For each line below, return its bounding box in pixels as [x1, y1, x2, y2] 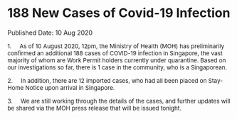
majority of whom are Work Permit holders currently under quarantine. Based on [7, 56, 226, 64]
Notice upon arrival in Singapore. [25, 84, 115, 91]
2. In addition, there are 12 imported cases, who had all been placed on [7, 76, 207, 84]
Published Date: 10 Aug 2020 [7, 28, 93, 37]
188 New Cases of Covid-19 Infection [7, 5, 231, 21]
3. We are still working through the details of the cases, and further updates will [7, 97, 231, 105]
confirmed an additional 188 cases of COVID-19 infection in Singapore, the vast [7, 49, 223, 57]
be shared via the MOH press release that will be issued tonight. [7, 104, 181, 112]
